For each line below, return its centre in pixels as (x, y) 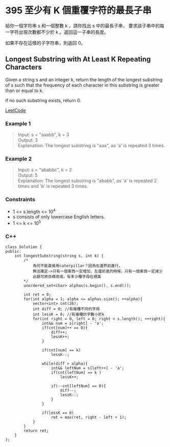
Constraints (20, 199)
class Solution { (24, 247)
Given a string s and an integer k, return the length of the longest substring (84, 79)
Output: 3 (28, 140)
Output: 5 (28, 175)
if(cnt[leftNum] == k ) (76, 373)
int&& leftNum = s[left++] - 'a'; (88, 368)
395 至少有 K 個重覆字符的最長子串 (78, 10)
